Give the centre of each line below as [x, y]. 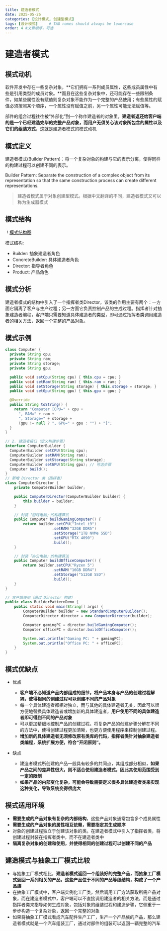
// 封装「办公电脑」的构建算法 [42, 556]
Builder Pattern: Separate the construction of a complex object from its [78, 175]
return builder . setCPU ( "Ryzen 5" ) [59, 565]
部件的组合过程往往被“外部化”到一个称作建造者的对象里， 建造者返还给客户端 [83, 116]
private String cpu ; [31, 354]
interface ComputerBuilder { [35, 446]
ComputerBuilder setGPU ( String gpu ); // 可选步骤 [61, 465]
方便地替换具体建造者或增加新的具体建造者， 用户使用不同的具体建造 [89, 711]
